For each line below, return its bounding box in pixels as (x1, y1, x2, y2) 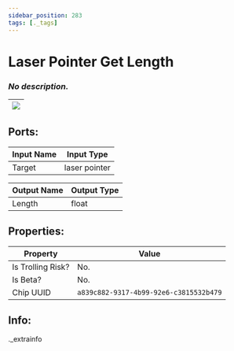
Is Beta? (12, 274, 42, 285)
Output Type (70, 184, 119, 195)
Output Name (12, 184, 64, 195)
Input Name (12, 149, 57, 160)
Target (12, 162, 37, 173)
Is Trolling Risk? (12, 261, 70, 272)
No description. (8, 80, 69, 91)
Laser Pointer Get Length (8, 53, 174, 71)
